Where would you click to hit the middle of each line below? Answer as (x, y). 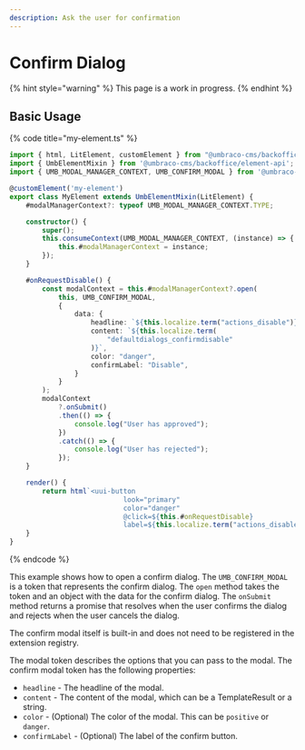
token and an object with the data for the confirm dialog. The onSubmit (140, 596)
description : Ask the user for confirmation (95, 18)
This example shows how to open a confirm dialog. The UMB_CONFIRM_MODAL (149, 577)
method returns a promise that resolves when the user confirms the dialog (148, 606)
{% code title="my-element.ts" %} (74, 138)
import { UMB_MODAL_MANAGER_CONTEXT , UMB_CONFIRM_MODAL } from (132, 172)
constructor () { (57, 222)
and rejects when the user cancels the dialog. (94, 615)
